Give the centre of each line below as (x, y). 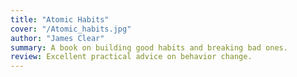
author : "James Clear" (57, 38)
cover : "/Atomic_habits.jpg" (71, 29)
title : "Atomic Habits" (60, 19)
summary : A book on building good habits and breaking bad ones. (149, 47)
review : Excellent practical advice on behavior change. (131, 57)
